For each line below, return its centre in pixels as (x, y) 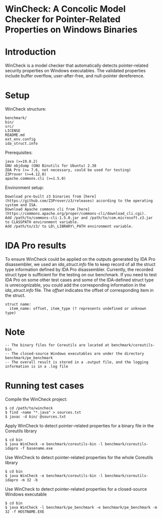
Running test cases (45, 386)
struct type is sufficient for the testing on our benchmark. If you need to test (81, 275)
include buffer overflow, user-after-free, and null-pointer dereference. (75, 76)
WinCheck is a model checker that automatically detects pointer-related (77, 66)
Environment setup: (24, 188)
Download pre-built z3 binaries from (43, 197)
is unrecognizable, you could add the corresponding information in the (75, 285)
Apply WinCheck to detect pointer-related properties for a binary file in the (80, 425)
